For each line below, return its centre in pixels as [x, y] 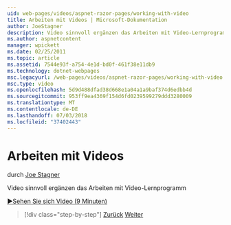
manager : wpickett [33, 45]
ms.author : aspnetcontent [44, 39]
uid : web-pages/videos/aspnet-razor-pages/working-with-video [98, 13]
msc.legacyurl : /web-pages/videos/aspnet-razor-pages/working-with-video [115, 77]
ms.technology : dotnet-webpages [53, 71]
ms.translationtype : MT [41, 103]
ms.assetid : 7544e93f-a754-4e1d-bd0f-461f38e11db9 [81, 64]
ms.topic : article [33, 58]
